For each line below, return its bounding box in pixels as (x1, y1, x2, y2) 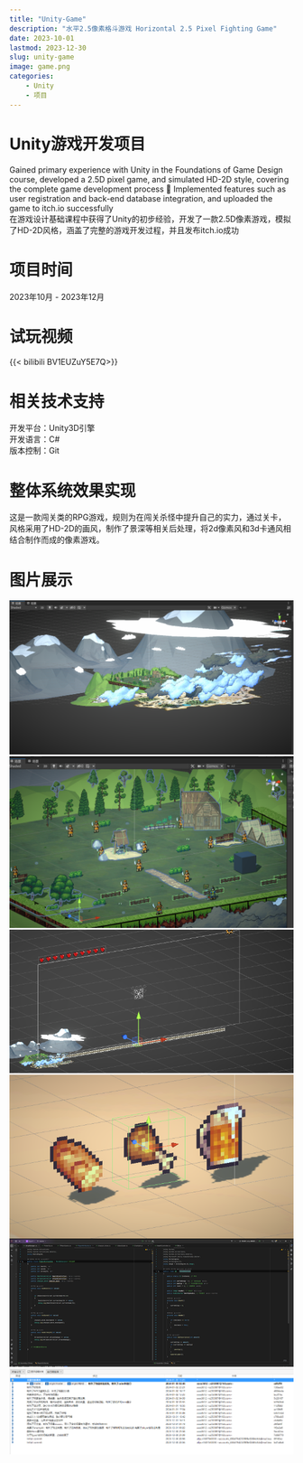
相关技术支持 (9, 391, 106, 411)
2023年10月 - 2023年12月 (9, 291, 106, 302)
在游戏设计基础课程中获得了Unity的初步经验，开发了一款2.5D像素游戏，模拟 (9, 213, 291, 224)
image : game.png (9, 62, 70, 71)
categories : (9, 72, 54, 81)
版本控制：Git (9, 445, 60, 456)
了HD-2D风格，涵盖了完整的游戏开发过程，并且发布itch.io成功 (9, 224, 240, 235)
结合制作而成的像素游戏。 (9, 534, 105, 546)
